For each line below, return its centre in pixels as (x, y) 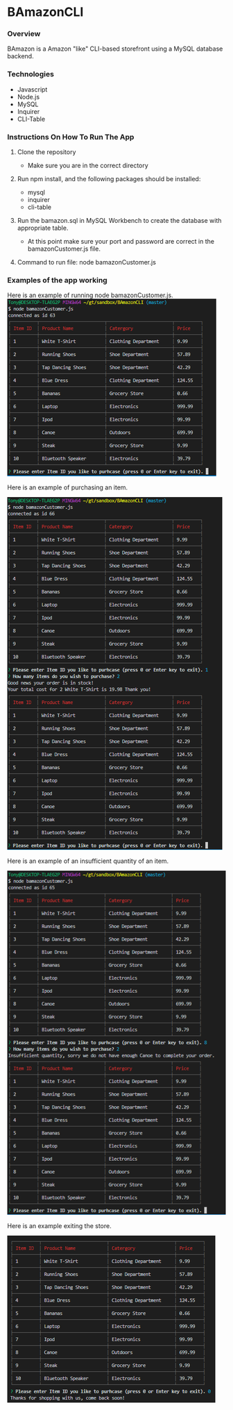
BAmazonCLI (45, 12)
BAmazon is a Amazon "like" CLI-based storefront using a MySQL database (115, 49)
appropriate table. (43, 228)
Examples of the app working (57, 280)
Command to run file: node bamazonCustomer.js (86, 262)
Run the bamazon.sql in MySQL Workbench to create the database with (119, 221)
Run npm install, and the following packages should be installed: (109, 179)
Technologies (31, 74)
